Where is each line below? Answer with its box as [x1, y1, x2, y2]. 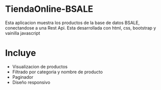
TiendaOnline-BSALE [5, 3, 94, 15]
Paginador [12, 74, 33, 80]
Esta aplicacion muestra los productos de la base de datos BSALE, [5, 20, 140, 26]
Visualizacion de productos [12, 63, 68, 69]
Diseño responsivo [12, 79, 51, 85]
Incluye [5, 48, 36, 59]
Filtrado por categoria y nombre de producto [12, 69, 103, 75]
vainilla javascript [5, 30, 40, 36]
